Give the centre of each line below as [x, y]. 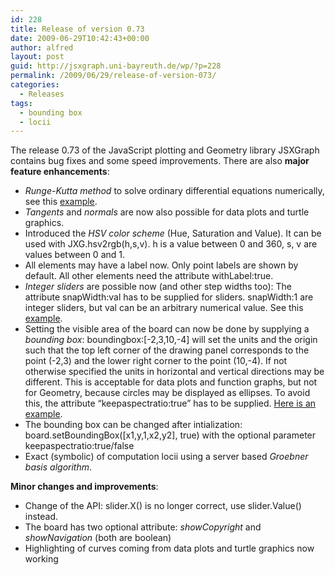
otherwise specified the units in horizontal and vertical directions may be [174, 372]
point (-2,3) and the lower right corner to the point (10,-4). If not [156, 361]
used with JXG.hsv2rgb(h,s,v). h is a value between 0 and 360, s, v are [171, 244]
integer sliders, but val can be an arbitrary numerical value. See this [164, 308]
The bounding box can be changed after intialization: [133, 425]
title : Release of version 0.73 [77, 29]
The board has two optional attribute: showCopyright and [143, 527]
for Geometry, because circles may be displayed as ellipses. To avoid [167, 393]
